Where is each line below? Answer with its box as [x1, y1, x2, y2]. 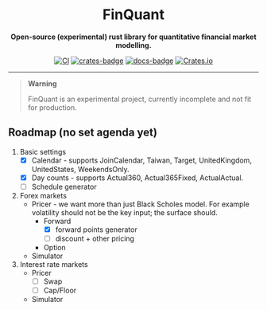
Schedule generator [31, 182, 97, 191]
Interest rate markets [19, 260, 89, 269]
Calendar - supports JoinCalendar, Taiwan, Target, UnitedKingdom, [31, 155, 253, 165]
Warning [27, 78, 57, 88]
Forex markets [19, 190, 68, 200]
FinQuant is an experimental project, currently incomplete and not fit [27, 94, 252, 104]
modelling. [114, 40, 153, 49]
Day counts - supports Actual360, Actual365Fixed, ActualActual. [31, 173, 244, 182]
